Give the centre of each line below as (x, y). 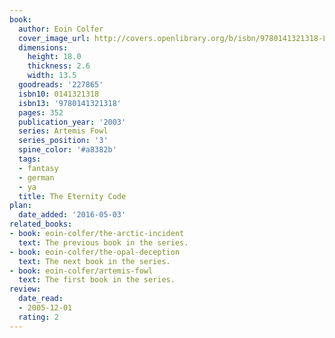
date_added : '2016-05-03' (72, 215)
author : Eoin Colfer (61, 29)
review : (25, 289)
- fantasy (38, 168)
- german (36, 177)
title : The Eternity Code (72, 196)
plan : (20, 206)
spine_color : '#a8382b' (67, 150)
